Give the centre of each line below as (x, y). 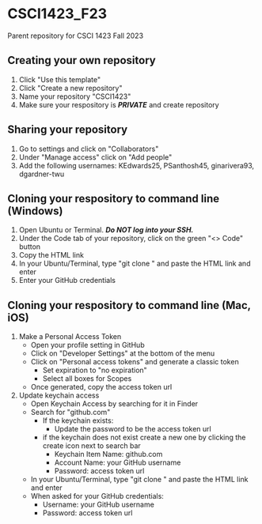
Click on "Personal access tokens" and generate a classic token (135, 362)
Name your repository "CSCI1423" (75, 96)
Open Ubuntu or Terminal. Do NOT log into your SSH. (106, 230)
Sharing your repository (68, 130)
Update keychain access (59, 395)
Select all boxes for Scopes (87, 379)
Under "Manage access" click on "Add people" (95, 157)
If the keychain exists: (78, 420)
